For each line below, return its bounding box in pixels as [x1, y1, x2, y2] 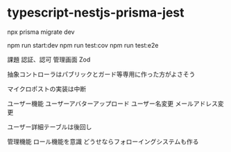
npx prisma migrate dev [7, 28, 75, 36]
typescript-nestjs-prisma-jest [7, 5, 185, 21]
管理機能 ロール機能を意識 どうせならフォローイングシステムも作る [7, 137, 199, 146]
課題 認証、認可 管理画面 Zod [7, 55, 91, 64]
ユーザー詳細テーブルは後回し [7, 122, 92, 131]
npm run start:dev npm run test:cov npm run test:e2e [7, 41, 159, 49]
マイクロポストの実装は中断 [7, 84, 87, 93]
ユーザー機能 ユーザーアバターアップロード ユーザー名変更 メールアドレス [7, 99, 219, 108]
